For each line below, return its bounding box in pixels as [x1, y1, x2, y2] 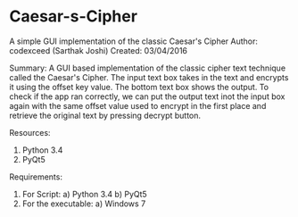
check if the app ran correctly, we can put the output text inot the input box [9, 91, 286, 102]
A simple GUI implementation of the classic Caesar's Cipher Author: [9, 36, 259, 46]
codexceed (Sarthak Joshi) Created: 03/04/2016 [9, 45, 188, 55]
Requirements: [9, 171, 62, 182]
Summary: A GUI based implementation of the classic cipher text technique [9, 63, 286, 73]
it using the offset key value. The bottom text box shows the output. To [9, 81, 269, 92]
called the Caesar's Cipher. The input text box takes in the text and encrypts [9, 71, 289, 82]
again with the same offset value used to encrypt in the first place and [9, 100, 267, 111]
